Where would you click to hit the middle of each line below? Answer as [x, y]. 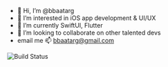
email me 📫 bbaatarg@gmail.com [66, 40]
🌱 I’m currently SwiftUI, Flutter [60, 25]
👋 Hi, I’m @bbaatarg [46, 11]
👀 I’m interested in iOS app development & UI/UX [86, 18]
